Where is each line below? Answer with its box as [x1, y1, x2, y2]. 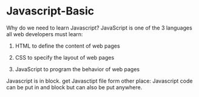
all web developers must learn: [6, 30, 83, 37]
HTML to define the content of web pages [15, 42, 120, 49]
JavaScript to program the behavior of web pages [15, 65, 140, 73]
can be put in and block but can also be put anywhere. [6, 83, 143, 91]
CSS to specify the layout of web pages [15, 54, 115, 61]
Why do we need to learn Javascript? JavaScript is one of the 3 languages [6, 24, 192, 31]
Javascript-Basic [6, 4, 95, 18]
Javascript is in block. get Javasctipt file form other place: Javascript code [6, 77, 193, 84]
